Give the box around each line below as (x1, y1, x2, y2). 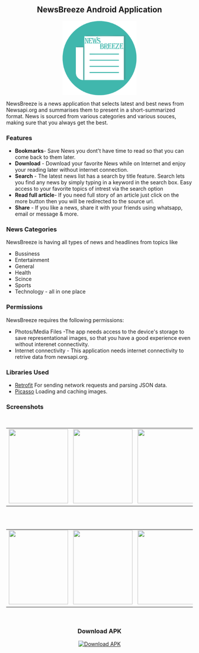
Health (14, 269, 31, 276)
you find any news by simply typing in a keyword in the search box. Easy (14, 179, 192, 186)
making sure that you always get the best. (6, 119, 108, 126)
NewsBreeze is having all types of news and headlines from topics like (6, 239, 178, 246)
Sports (14, 282, 31, 289)
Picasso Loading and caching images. (14, 388, 108, 395)
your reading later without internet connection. (14, 166, 129, 173)
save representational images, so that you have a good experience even (14, 334, 191, 341)
